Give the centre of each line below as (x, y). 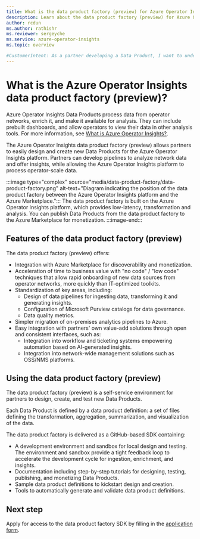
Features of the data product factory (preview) (94, 239)
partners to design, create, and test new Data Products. (74, 399)
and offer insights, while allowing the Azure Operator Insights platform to (95, 164)
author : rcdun (24, 23)
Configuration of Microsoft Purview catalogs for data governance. (104, 309)
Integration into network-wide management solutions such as (99, 353)
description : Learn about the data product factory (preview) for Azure (98, 17)
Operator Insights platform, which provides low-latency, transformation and (99, 207)
